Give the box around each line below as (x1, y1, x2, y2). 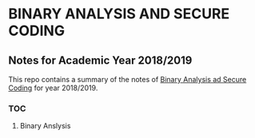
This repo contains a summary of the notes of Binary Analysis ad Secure (8, 75, 247, 84)
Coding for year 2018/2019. (8, 83, 98, 93)
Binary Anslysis (19, 121, 71, 131)
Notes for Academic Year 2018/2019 (8, 53, 193, 67)
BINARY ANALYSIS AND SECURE (8, 5, 230, 23)
